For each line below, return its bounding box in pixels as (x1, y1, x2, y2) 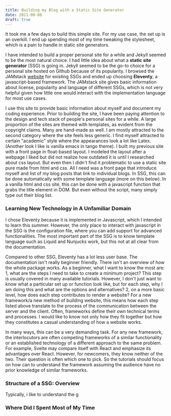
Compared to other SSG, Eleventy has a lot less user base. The (5, 254, 138, 260)
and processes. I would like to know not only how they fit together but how (5, 313, 162, 320)
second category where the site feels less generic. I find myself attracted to (5, 133, 165, 139)
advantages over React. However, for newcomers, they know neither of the (5, 351, 163, 357)
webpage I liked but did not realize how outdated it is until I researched (5, 154, 154, 160)
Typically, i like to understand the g (5, 391, 79, 397)
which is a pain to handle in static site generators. (5, 42, 110, 48)
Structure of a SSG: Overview (5, 380, 80, 387)
